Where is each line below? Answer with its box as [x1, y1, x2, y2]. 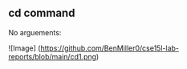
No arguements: [8, 27, 62, 37]
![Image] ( [8, 43, 41, 53]
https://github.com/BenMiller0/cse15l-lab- [39, 43, 179, 53]
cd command [8, 6, 75, 20]
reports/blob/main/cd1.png [8, 51, 97, 61]
